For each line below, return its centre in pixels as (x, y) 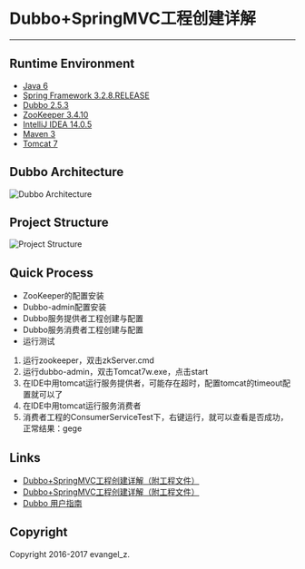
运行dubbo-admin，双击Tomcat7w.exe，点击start (115, 372)
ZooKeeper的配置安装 (63, 296)
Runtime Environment (72, 64)
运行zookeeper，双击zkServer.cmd (88, 360)
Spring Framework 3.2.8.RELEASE (86, 95)
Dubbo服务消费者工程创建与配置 (83, 330)
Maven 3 (39, 133)
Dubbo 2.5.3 (46, 104)
